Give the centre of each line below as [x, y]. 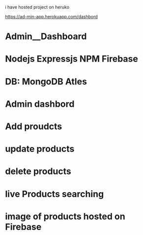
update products [40, 149]
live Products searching [55, 194]
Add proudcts [34, 126]
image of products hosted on [65, 216]
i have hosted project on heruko [37, 7]
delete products [38, 171]
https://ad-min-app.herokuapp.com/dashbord [52, 16]
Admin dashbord [40, 104]
